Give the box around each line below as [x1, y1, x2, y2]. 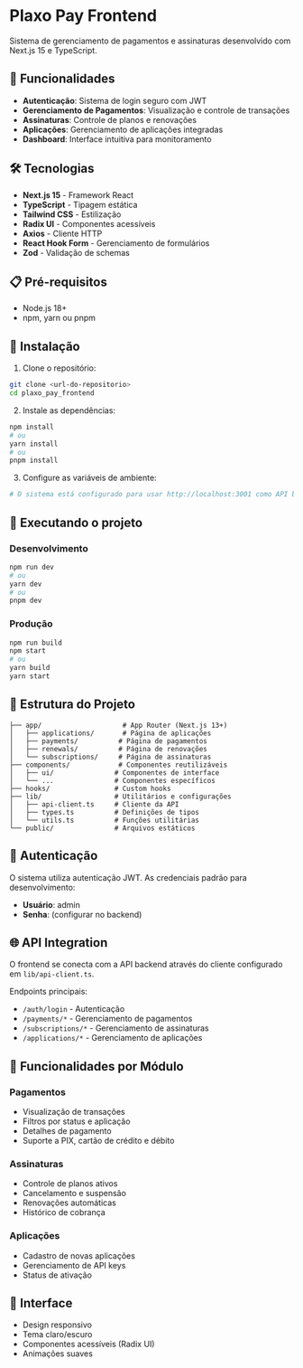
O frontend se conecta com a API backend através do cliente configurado [9, 959, 283, 970]
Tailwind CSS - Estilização [22, 209, 122, 220]
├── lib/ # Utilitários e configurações [9, 792, 232, 801]
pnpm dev [9, 596, 42, 606]
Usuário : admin [22, 899, 81, 910]
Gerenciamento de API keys [22, 1260, 126, 1270]
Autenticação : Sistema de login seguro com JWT [22, 95, 207, 106]
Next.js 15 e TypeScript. [9, 44, 97, 55]
